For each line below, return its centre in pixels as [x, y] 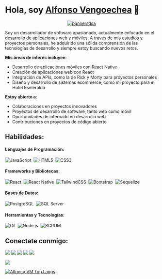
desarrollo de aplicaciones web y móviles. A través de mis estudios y [74, 38]
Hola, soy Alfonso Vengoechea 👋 [72, 10]
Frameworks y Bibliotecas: [32, 171]
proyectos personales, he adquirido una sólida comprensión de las [72, 43]
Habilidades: [25, 137]
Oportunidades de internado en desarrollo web [59, 116]
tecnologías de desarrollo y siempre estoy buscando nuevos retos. [72, 48]
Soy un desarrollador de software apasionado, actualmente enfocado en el [80, 32]
